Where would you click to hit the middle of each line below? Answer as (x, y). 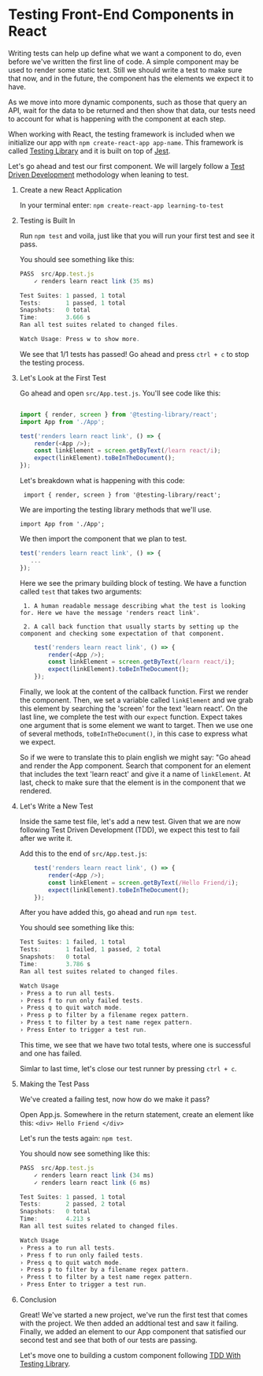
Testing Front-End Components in (121, 15)
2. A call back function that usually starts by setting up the (131, 626)
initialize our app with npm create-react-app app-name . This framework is (126, 142)
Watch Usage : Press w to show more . (80, 339)
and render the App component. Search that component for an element (135, 766)
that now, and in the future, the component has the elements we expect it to (131, 78)
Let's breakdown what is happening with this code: (102, 481)
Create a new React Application (70, 189)
